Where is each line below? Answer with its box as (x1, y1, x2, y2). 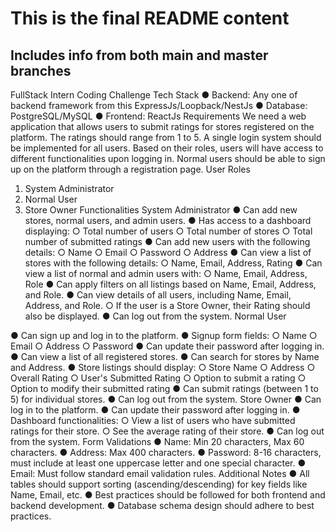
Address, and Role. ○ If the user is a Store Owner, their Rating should (24, 300, 311, 311)
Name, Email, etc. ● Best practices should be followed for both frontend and (10, 489, 326, 501)
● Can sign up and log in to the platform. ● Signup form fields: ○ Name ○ (10, 330, 318, 341)
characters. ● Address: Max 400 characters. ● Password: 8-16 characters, (10, 447, 322, 458)
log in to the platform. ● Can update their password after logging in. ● (10, 404, 301, 416)
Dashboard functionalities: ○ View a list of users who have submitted (10, 415, 296, 426)
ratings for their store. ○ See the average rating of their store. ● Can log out (10, 425, 325, 437)
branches (10, 62, 72, 79)
